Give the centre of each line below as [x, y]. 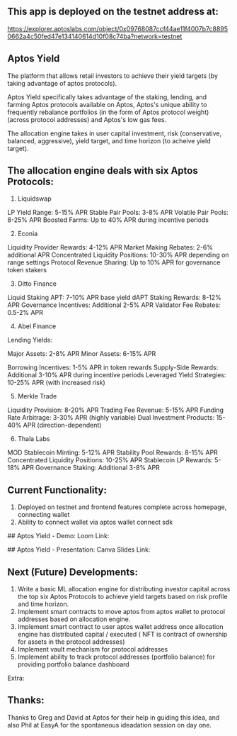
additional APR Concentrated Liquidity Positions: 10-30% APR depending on [118, 255]
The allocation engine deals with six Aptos [103, 171]
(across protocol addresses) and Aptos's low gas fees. [87, 119]
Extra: [16, 678]
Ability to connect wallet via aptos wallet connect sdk [95, 522]
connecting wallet [44, 515]
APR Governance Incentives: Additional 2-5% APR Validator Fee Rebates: [114, 305]
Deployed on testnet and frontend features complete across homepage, [122, 507]
